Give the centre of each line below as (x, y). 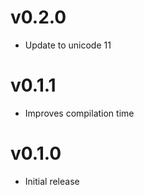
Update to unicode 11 (68, 45)
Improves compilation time (79, 113)
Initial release (52, 181)
